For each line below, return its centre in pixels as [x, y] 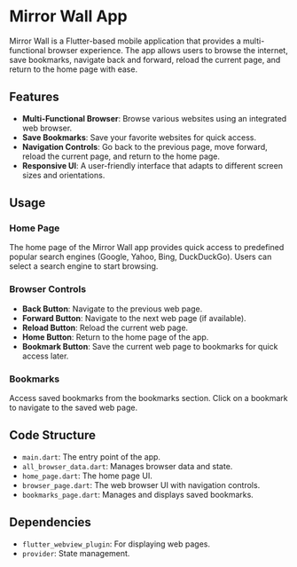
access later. [45, 356]
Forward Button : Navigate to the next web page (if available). [134, 318]
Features [34, 97]
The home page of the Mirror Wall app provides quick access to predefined [147, 248]
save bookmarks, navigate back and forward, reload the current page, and [145, 59]
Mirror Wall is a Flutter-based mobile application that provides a [125, 41]
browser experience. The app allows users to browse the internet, [168, 50]
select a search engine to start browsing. [84, 266]
